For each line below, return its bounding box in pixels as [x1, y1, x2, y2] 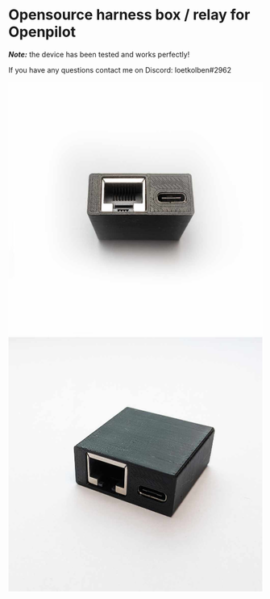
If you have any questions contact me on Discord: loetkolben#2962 [8, 65, 232, 74]
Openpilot [8, 23, 77, 41]
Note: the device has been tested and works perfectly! [8, 49, 190, 59]
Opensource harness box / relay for [8, 6, 251, 24]
